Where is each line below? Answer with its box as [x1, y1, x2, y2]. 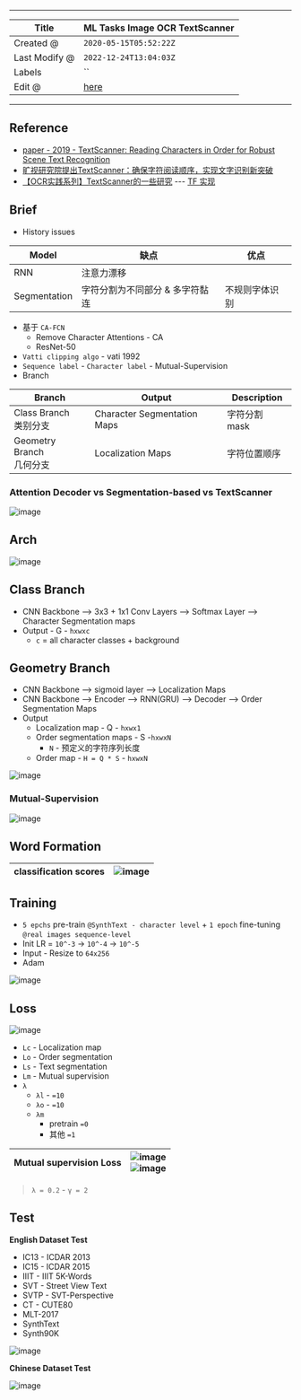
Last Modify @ [13, 51, 75, 64]
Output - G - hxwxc [21, 625, 90, 635]
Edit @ [13, 81, 42, 92]
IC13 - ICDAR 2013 [21, 1251, 91, 1262]
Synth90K [21, 1327, 60, 1338]
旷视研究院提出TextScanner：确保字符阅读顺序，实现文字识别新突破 [21, 164, 274, 175]
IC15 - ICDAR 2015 [21, 1261, 90, 1272]
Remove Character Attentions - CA [35, 331, 164, 342]
